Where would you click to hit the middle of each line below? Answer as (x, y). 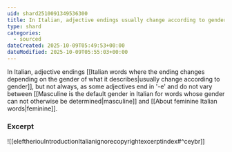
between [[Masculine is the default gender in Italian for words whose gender (116, 93)
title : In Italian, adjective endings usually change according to (106, 20)
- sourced (27, 39)
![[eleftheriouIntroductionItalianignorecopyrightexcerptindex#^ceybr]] (106, 142)
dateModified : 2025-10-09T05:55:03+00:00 (68, 53)
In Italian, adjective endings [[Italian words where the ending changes (106, 72)
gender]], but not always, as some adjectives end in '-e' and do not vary (110, 86)
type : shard (24, 26)
